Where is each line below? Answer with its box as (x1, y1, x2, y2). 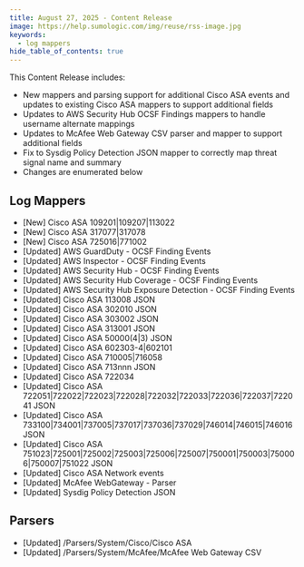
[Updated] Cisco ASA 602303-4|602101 (22, 342, 172, 353)
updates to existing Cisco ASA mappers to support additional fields (22, 99, 274, 110)
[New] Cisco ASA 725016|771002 (22, 236, 148, 247)
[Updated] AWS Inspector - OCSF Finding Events (22, 255, 206, 266)
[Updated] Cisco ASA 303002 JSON (22, 313, 159, 324)
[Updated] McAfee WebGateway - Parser (22, 477, 177, 488)
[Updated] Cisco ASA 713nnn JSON (22, 361, 156, 372)
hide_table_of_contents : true (9, 47, 124, 56)
